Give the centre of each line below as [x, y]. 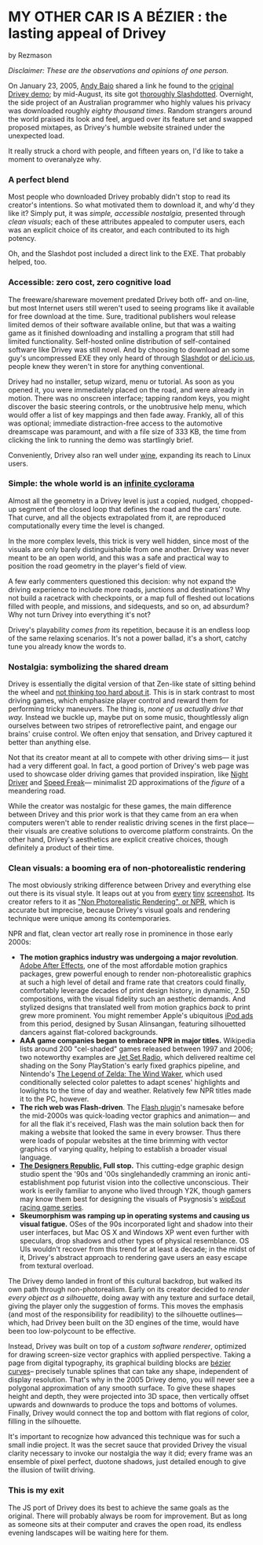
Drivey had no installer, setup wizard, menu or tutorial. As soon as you [121, 382]
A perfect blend [38, 179]
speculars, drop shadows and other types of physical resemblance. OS [134, 1241]
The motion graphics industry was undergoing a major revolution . [129, 957]
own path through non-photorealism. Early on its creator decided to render [129, 1289]
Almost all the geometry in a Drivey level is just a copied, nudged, [114, 500]
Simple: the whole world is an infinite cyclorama [101, 484]
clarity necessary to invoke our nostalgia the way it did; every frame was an [130, 1453]
